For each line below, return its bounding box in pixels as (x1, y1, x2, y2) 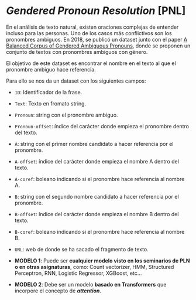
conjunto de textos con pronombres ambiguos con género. (6, 48, 148, 55)
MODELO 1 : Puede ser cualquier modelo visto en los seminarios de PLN (14, 257, 190, 264)
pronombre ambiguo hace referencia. (6, 66, 97, 73)
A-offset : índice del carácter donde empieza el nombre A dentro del (14, 158, 180, 165)
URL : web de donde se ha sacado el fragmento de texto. (14, 246, 149, 253)
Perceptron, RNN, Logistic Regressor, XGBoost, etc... (14, 270, 142, 277)
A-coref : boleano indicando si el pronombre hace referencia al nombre (14, 175, 185, 182)
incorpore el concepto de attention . (14, 287, 101, 294)
